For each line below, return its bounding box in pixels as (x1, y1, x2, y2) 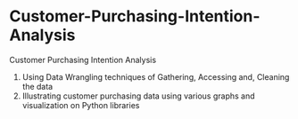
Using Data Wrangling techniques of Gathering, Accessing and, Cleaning (21, 71, 290, 82)
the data (21, 81, 54, 91)
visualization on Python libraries (21, 99, 140, 110)
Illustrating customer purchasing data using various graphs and (21, 91, 256, 101)
